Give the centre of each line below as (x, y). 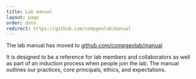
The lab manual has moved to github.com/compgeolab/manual (84, 45)
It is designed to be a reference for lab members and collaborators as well (98, 57)
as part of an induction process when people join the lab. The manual (93, 63)
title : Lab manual (29, 12)
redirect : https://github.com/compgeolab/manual (69, 28)
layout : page (23, 17)
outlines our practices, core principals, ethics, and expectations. (86, 70)
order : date (21, 23)
